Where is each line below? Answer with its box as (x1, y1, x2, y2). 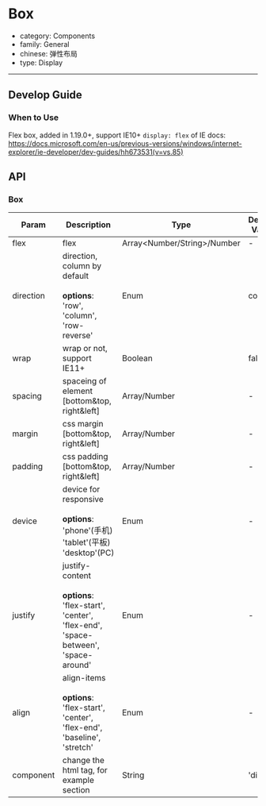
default (62, 271, 89, 282)
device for (62, 484, 101, 495)
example (62, 775, 95, 786)
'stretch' (62, 742, 93, 753)
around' (62, 660, 92, 671)
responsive (62, 494, 104, 505)
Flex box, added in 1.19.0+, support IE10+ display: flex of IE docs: (8, 130, 226, 140)
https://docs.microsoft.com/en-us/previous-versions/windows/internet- (8, 138, 243, 148)
